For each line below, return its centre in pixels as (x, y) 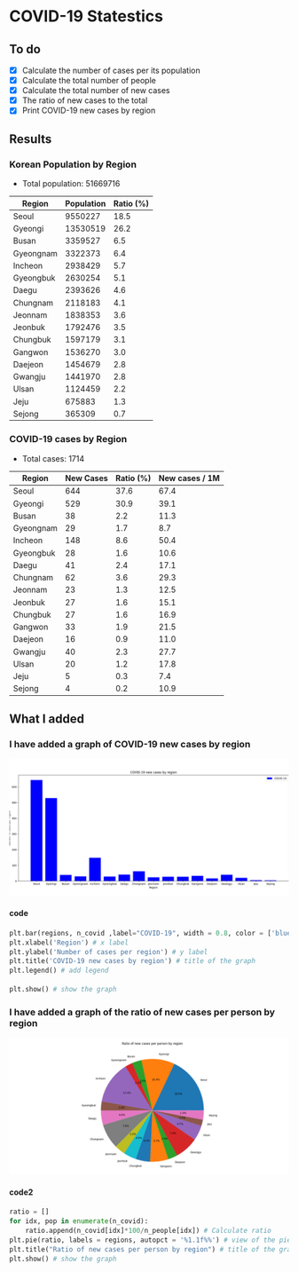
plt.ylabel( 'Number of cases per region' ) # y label (109, 952)
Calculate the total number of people (89, 81)
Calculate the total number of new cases (96, 91)
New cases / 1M (189, 478)
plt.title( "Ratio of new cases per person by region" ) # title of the (142, 1249)
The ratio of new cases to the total (85, 100)
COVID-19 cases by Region (68, 439)
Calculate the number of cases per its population (111, 70)
